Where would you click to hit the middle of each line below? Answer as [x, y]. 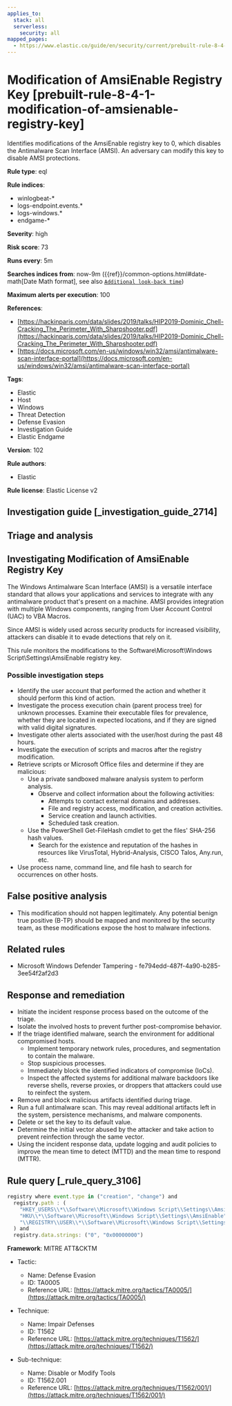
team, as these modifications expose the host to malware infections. [114, 928]
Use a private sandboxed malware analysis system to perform [115, 779]
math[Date [22, 281]
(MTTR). [29, 1159]
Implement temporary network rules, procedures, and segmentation [124, 1049]
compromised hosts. [46, 1041]
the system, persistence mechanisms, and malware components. [109, 1115]
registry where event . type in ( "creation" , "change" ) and [92, 1197]
